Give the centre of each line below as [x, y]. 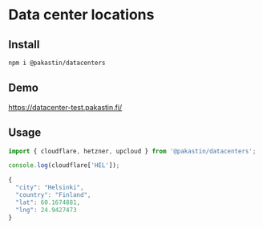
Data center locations [81, 15]
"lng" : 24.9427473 [47, 210]
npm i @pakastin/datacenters [57, 63]
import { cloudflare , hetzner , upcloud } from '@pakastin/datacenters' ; [132, 151]
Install [24, 45]
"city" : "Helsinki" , [50, 188]
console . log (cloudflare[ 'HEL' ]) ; [64, 166]
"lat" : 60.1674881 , [48, 202]
